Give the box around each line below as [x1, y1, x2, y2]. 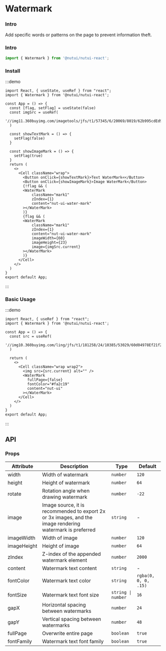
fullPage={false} [27, 377, 63, 382]
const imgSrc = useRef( [9, 110, 58, 115]
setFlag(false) [14, 136, 45, 141]
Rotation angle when [41, 487, 90, 494]
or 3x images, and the [41, 514, 93, 521]
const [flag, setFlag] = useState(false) [9, 105, 96, 111]
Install [5, 67, 21, 74]
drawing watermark [41, 493, 87, 500]
